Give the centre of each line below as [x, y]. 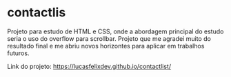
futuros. [18, 53]
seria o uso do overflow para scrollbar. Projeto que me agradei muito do [109, 38]
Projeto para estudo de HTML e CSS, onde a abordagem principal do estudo [115, 31]
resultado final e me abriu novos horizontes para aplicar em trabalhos [106, 46]
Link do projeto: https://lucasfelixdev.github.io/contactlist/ [89, 66]
